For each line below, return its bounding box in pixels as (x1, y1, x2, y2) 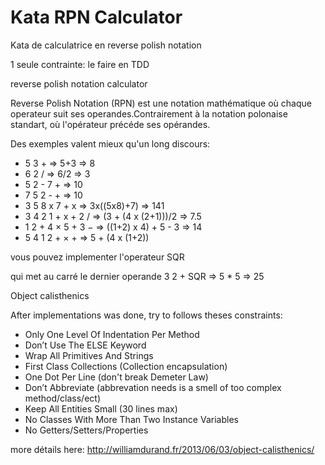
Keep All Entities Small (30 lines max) (24, 402, 178, 415)
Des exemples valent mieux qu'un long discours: (10, 137, 211, 150)
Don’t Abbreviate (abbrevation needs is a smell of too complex (24, 381, 282, 393)
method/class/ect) (24, 392, 102, 404)
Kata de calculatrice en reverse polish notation (10, 39, 202, 51)
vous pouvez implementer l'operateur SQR (10, 251, 185, 263)
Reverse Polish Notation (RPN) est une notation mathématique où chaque (10, 97, 312, 109)
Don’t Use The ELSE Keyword (24, 339, 147, 351)
